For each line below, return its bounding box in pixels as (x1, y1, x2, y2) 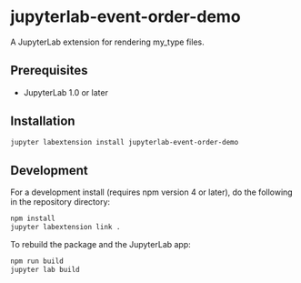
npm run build (10, 257, 65, 266)
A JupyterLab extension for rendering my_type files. (10, 36, 205, 47)
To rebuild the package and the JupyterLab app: (10, 239, 192, 249)
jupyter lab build (10, 265, 80, 274)
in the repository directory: (10, 197, 111, 207)
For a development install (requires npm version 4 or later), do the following (10, 187, 294, 197)
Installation (10, 114, 75, 129)
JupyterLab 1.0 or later (23, 86, 108, 97)
